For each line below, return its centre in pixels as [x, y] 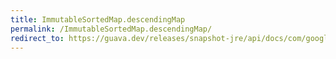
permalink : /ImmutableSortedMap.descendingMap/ [111, 29]
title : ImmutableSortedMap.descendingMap [98, 19]
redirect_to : [37, 38]
